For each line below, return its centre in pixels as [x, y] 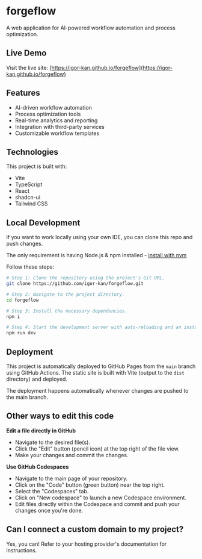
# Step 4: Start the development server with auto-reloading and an [94, 327]
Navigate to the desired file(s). [52, 442]
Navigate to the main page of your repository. [71, 478]
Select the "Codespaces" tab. [52, 491]
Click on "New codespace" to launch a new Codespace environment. [100, 498]
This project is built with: [37, 166]
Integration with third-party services [60, 126]
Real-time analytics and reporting [56, 120]
